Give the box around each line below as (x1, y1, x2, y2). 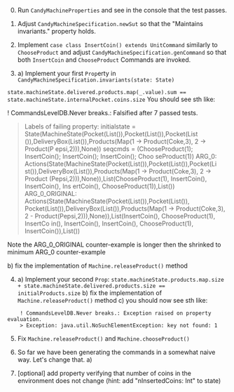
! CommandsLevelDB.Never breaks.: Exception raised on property (20, 310, 212, 317)
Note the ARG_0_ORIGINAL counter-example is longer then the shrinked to (7, 240, 221, 249)
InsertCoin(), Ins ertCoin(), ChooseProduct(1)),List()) (24, 182, 175, 190)
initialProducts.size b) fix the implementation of (17, 289, 163, 297)
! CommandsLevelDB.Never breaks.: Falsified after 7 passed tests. (7, 109, 198, 117)
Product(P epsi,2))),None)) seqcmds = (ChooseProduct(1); (24, 145, 193, 153)
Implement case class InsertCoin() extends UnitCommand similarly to (17, 41, 219, 48)
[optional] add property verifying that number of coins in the (17, 369, 191, 377)
